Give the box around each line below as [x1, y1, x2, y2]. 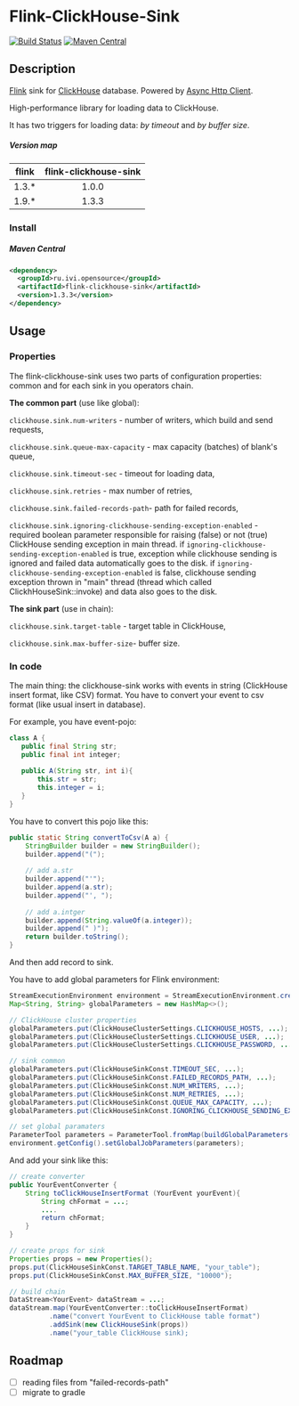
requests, [9, 424, 44, 435]
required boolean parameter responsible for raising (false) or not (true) [9, 529, 269, 540]
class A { [9, 733, 46, 743]
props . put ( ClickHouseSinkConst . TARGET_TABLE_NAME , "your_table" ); [9, 1263, 261, 1272]
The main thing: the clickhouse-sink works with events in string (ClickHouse [9, 679, 288, 691]
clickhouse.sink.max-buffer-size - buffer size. [9, 638, 181, 648]
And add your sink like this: [9, 1155, 109, 1166]
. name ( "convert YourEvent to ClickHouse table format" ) [48, 1312, 261, 1321]
